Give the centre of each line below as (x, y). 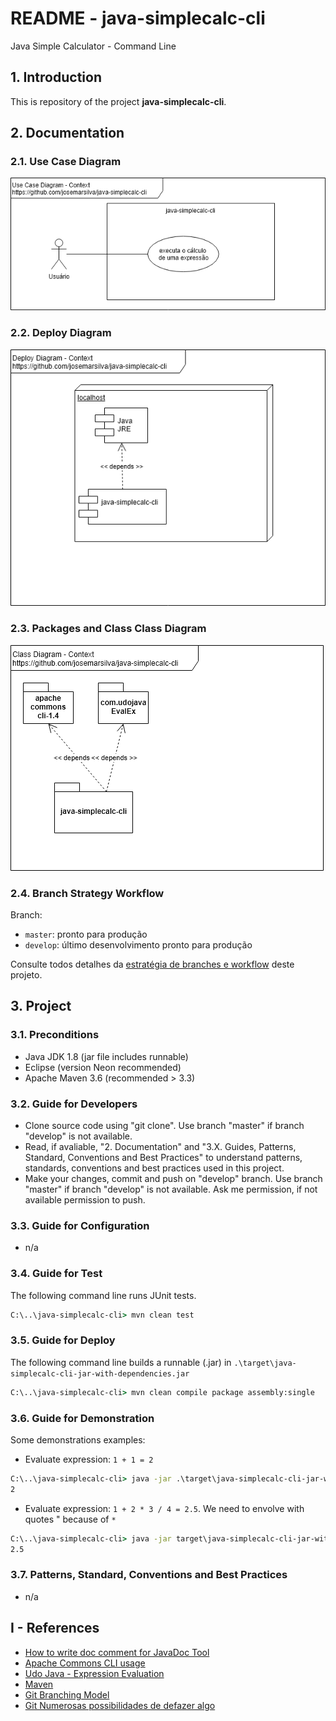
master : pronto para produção (86, 934)
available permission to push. (85, 1199)
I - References (55, 1628)
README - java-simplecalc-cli (138, 18)
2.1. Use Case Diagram (66, 162)
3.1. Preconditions (55, 1035)
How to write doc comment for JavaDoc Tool (117, 1652)
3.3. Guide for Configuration (80, 1225)
